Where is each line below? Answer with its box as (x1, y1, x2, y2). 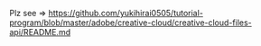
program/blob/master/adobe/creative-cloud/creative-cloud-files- (9, 17, 253, 28)
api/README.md (9, 27, 70, 37)
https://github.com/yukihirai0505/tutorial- (48, 8, 203, 18)
